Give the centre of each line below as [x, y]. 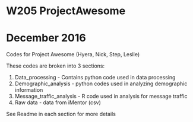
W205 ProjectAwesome [66, 11]
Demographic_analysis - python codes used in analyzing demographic [101, 84]
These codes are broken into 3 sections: [56, 66]
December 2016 [46, 38]
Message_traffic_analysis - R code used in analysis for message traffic [101, 97]
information [29, 90]
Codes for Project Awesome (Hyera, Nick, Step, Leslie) [73, 54]
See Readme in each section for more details [61, 114]
